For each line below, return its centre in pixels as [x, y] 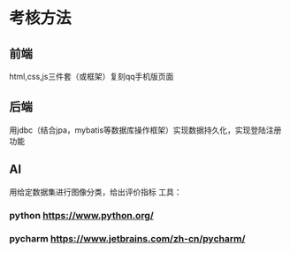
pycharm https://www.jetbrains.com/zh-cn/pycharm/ [127, 239]
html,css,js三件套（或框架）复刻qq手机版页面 [92, 77]
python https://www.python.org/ [82, 215]
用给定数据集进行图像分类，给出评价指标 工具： [95, 192]
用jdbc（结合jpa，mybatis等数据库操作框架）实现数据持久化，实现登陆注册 [145, 130]
